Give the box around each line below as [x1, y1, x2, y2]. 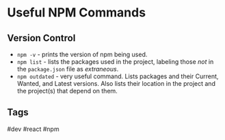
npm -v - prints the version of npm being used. [16, 50, 148, 58]
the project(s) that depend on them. [16, 87, 118, 95]
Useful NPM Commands [7, 5, 146, 21]
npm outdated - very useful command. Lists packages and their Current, [16, 72, 219, 80]
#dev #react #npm [7, 125, 59, 133]
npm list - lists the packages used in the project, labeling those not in [16, 58, 214, 66]
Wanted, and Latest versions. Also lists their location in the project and [16, 80, 215, 87]
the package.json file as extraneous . [16, 65, 119, 73]
